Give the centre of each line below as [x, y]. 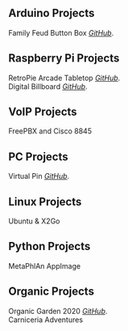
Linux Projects [45, 202]
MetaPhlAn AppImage [45, 265]
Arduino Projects [52, 13]
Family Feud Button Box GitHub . [61, 32]
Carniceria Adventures [45, 320]
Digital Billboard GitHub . [48, 86]
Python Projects [50, 246]
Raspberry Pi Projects [64, 59]
